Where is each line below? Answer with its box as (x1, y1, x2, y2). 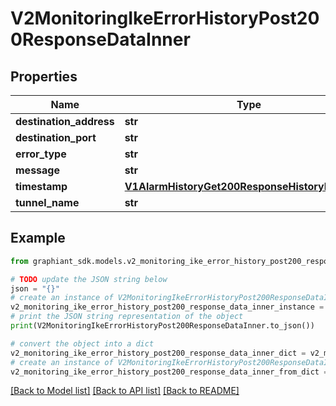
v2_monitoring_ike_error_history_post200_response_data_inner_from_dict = (10, 367, 329, 377)
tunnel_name (15, 196, 80, 209)
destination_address (15, 115, 115, 128)
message (15, 163, 60, 177)
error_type (15, 147, 67, 161)
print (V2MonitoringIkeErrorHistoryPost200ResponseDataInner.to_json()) (10, 321, 315, 331)
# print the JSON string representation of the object (10, 312, 244, 322)
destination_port (15, 131, 97, 144)
